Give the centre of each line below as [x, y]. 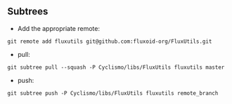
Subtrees [28, 12]
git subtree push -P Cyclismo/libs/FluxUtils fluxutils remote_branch [113, 93]
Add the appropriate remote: [59, 28]
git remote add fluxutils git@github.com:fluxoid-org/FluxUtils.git [110, 41]
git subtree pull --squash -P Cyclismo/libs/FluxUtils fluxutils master [116, 67]
